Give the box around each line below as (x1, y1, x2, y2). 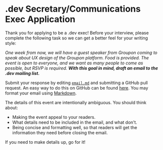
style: (5, 40, 16, 46)
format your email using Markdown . (5, 90, 77, 96)
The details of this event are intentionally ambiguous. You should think (5, 99, 147, 105)
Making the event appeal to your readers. (12, 114, 95, 120)
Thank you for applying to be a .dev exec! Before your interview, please (5, 30, 149, 36)
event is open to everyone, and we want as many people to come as (5, 60, 143, 66)
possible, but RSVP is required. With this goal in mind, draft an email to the (5, 65, 158, 71)
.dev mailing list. (5, 70, 40, 76)
